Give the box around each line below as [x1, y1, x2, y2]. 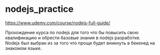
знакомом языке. [5, 45, 42, 51]
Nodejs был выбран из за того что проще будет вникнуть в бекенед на [5, 40, 156, 46]
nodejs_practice [5, 3, 74, 15]
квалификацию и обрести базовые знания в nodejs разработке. [5, 35, 141, 41]
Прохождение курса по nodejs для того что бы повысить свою [5, 29, 139, 35]
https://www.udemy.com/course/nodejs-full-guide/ [5, 20, 111, 26]
